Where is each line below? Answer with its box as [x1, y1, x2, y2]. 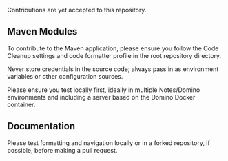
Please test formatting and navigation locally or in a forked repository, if [7, 138, 210, 147]
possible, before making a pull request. [7, 146, 118, 154]
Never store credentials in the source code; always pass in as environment [7, 65, 219, 73]
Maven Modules [7, 26, 78, 37]
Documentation [7, 120, 76, 132]
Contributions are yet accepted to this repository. [7, 6, 147, 14]
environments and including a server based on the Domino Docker [7, 93, 196, 101]
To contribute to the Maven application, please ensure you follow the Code [7, 44, 219, 53]
